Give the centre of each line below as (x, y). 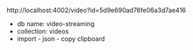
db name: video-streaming (56, 24)
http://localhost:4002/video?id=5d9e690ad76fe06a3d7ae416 (96, 10)
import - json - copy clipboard (61, 39)
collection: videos (43, 31)
